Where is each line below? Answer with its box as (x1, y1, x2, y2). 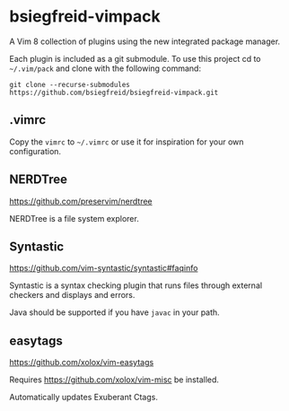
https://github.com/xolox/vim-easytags (9, 357, 154, 368)
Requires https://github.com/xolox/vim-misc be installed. (9, 374, 220, 385)
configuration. (9, 145, 61, 156)
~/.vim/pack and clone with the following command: (9, 63, 202, 74)
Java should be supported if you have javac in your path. (9, 307, 220, 318)
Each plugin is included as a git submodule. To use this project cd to (9, 53, 261, 64)
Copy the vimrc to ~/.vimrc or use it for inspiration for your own (9, 136, 244, 147)
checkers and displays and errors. (9, 290, 136, 301)
